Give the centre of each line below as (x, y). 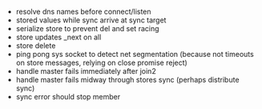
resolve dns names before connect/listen (83, 12)
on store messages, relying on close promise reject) (102, 63)
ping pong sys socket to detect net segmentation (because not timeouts (135, 54)
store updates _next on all (58, 37)
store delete (36, 46)
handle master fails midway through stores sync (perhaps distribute (127, 80)
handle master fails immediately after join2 (86, 71)
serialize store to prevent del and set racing (87, 28)
